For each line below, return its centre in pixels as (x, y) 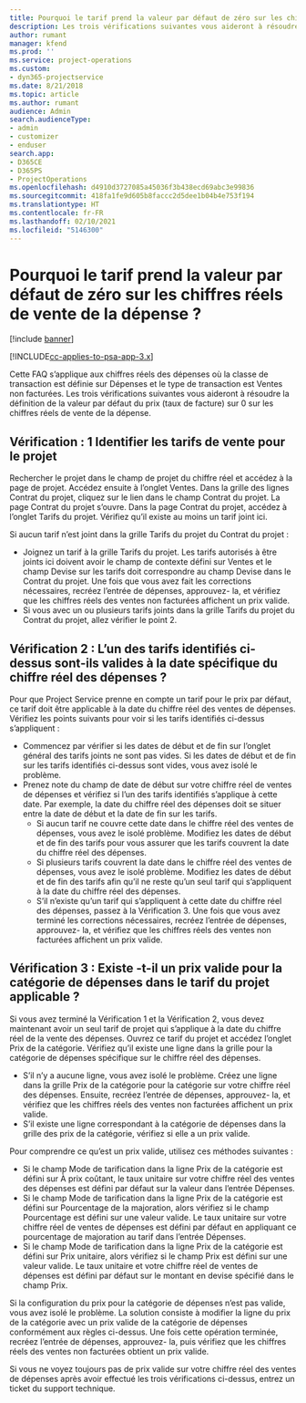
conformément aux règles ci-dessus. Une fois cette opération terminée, (144, 1332)
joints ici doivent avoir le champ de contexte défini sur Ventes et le (147, 562)
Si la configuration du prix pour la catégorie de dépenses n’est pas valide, (148, 1303)
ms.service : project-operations (71, 60)
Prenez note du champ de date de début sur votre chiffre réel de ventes (157, 785)
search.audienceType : (51, 120)
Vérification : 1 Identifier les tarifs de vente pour (148, 442)
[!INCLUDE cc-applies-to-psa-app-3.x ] (82, 357)
